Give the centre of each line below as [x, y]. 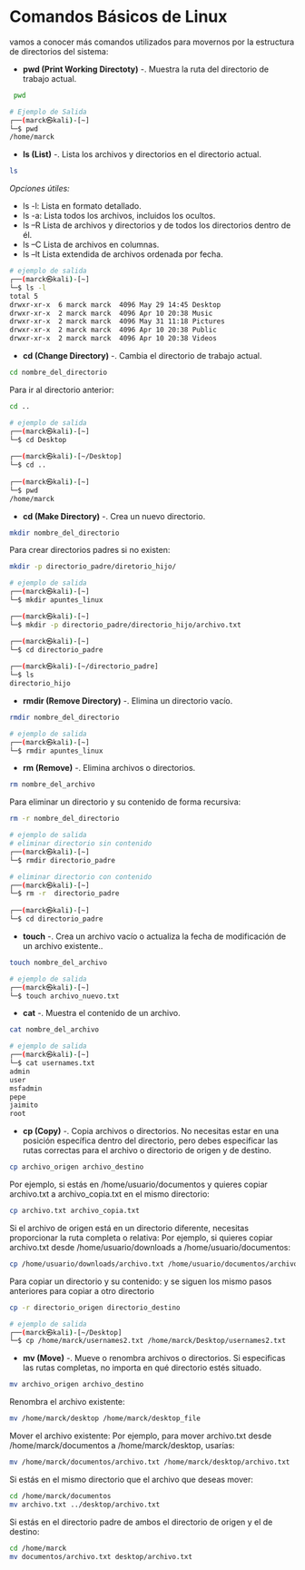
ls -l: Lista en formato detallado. [82, 206]
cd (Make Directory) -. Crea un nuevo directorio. [114, 516]
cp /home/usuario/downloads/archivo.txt [87, 1264]
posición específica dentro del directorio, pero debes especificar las [150, 1140]
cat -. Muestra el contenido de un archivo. [101, 1013]
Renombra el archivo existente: [67, 1402]
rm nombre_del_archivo [52, 785]
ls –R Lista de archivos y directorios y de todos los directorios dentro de [157, 225]
